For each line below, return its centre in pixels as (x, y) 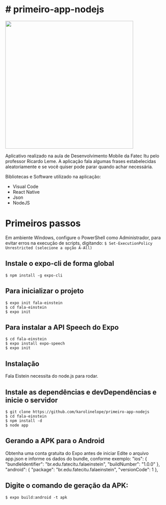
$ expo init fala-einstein (34, 303)
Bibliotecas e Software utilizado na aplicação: (53, 176)
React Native (26, 192)
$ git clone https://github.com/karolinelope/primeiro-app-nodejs (77, 412)
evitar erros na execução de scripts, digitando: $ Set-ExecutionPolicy (79, 243)
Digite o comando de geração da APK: (67, 486)
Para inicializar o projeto (45, 291)
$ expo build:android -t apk (36, 497)
